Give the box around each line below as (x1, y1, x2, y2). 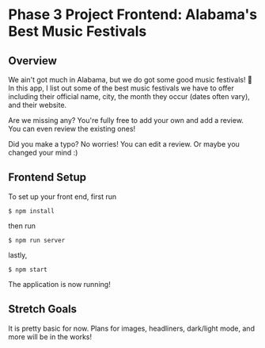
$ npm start (8, 266, 47, 273)
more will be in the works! (8, 331, 93, 342)
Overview (8, 54, 58, 67)
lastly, (8, 250, 28, 259)
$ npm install (8, 207, 55, 215)
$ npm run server (8, 236, 66, 244)
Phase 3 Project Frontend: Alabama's (8, 6, 258, 24)
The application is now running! (8, 279, 111, 289)
